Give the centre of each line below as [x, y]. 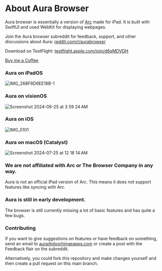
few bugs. [15, 215]
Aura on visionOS [26, 96]
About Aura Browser [47, 8]
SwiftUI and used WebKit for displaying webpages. [56, 27]
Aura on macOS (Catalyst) [36, 142]
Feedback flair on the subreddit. [37, 249]
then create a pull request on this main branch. [52, 263]
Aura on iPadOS [24, 73]
